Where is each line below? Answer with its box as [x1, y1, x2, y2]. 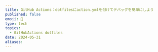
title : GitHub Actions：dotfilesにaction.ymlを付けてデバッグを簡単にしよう [5, 7, 154, 12]
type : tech [5, 21, 28, 26]
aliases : [5, 40, 23, 45]
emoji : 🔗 [5, 16, 23, 21]
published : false [5, 12, 41, 17]
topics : [5, 26, 21, 31]
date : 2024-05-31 [5, 35, 41, 40]
